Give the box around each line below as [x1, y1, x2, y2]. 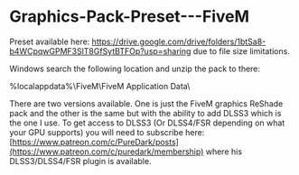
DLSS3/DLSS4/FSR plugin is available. [9, 155, 152, 166]
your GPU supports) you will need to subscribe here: [9, 126, 205, 137]
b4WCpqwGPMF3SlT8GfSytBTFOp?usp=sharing [9, 45, 192, 56]
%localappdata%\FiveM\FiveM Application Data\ [9, 80, 191, 91]
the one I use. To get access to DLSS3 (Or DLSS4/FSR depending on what [9, 117, 285, 128]
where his [205, 146, 242, 157]
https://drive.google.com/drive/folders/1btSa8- [91, 36, 266, 47]
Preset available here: [9, 36, 90, 47]
